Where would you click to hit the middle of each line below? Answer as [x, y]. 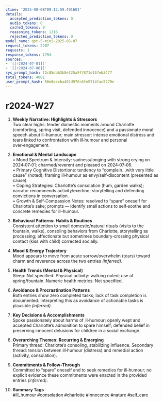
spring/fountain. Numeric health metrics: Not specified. [68, 281]
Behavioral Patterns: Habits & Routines [52, 220]
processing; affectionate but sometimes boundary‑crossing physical [81, 236]
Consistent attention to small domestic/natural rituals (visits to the [78, 226]
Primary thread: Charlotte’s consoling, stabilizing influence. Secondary [83, 345]
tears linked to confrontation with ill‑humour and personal [70, 140]
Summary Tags [28, 389]
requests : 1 [17, 50]
